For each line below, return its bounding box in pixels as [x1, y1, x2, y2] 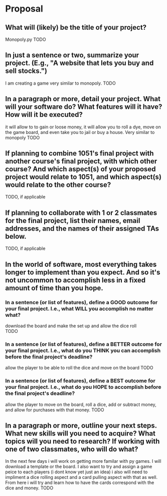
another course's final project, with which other [5, 157, 157, 166]
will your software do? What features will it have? [5, 103, 162, 111]
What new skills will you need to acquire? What [5, 429, 155, 438]
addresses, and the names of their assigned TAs [5, 224, 159, 233]
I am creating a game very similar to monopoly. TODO [5, 80, 116, 86]
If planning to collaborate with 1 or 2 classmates [5, 208, 157, 217]
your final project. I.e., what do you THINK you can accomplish [5, 347, 161, 354]
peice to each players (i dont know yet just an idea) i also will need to [5, 469, 148, 475]
